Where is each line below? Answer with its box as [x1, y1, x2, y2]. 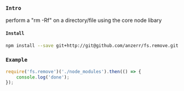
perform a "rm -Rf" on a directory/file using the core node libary [5, 17, 162, 24]
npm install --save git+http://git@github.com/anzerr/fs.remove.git [5, 42, 179, 49]
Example [5, 57, 28, 64]
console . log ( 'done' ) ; [16, 74, 69, 80]
